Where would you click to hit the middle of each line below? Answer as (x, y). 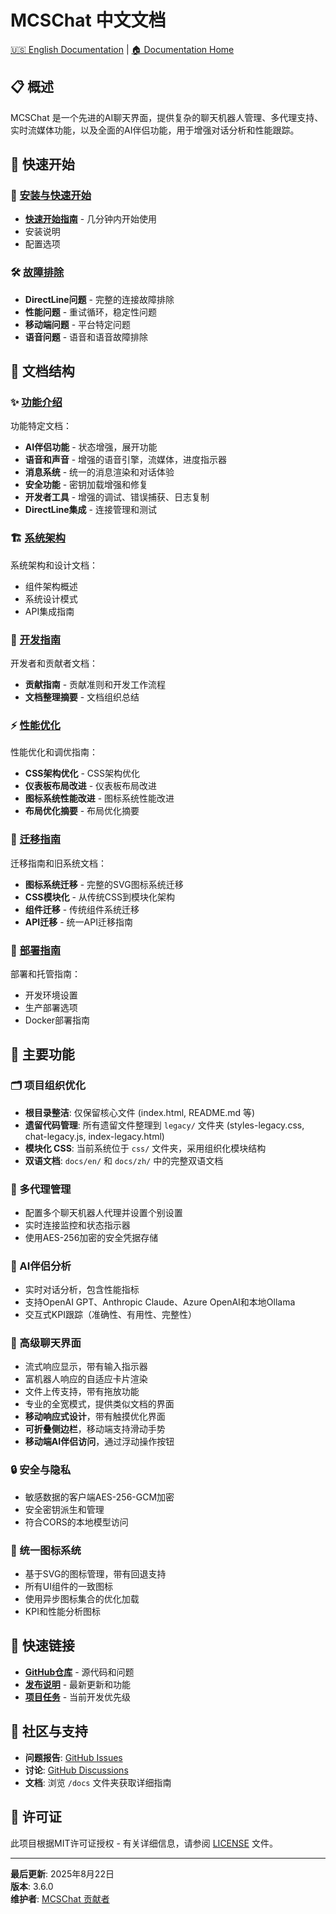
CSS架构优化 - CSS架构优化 (82, 773)
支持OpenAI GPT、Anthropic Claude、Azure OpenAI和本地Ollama (160, 1302)
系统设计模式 (51, 598)
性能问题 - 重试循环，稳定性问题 (91, 312)
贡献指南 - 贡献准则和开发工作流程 (95, 685)
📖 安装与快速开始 (51, 196)
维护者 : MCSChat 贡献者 (60, 1898)
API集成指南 (49, 611)
